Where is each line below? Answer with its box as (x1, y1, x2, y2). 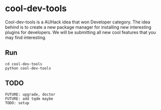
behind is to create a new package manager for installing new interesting (5, 24, 151, 30)
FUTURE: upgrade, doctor (5, 92, 56, 97)
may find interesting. (5, 35, 46, 40)
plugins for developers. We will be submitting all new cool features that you (5, 29, 156, 35)
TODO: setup (5, 100, 29, 105)
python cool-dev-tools (5, 66, 51, 71)
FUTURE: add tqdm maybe (5, 96, 54, 101)
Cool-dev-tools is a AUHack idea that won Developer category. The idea (5, 19, 150, 25)
